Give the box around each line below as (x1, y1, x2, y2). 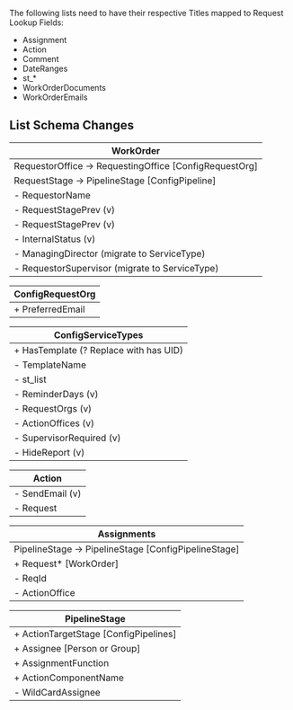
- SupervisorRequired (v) (13, 431, 121, 444)
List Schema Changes (9, 118, 135, 133)
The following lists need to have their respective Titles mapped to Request (9, 8, 284, 18)
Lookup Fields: (9, 17, 65, 28)
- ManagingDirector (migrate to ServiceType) (13, 247, 206, 260)
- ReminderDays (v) (13, 387, 99, 400)
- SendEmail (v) (13, 487, 82, 500)
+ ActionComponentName (13, 671, 124, 684)
